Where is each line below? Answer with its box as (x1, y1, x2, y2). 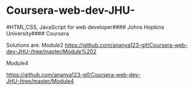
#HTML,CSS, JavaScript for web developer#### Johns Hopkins (6, 23, 165, 31)
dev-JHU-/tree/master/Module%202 (6, 47, 97, 55)
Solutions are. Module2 (6, 41, 64, 49)
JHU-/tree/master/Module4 (6, 77, 74, 85)
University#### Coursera (6, 29, 69, 37)
